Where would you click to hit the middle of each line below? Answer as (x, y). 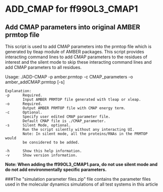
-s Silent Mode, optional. (38, 125)
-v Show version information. (41, 155)
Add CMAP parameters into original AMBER (73, 27)
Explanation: (18, 91)
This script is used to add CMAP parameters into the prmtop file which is (78, 47)
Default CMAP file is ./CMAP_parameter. (64, 121)
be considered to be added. (51, 143)
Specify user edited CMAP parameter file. (67, 117)
